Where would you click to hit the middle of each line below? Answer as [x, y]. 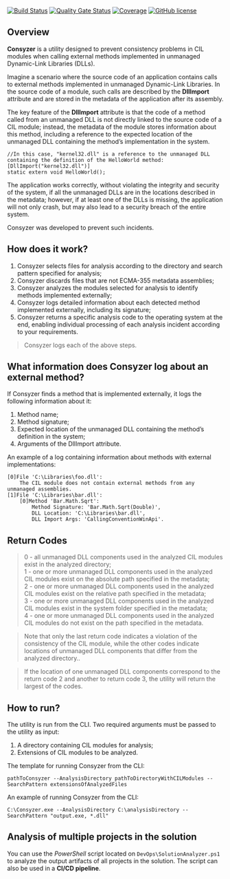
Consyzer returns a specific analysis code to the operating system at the [120, 317]
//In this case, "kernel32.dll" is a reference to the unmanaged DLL [109, 154]
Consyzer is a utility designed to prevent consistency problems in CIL [106, 49]
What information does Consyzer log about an [108, 367]
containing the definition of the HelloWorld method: [86, 160]
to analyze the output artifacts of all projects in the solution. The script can [113, 860]
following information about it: [49, 401]
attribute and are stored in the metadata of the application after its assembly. [115, 99]
